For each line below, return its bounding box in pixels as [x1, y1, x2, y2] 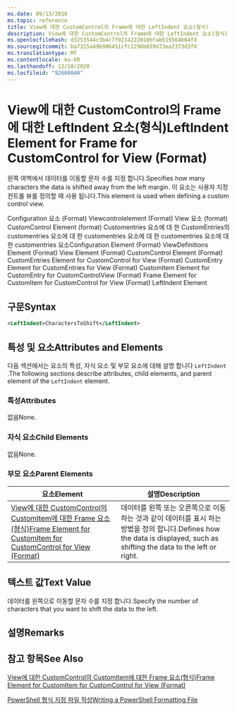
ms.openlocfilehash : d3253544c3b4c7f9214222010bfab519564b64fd [7, 37, 197, 44]
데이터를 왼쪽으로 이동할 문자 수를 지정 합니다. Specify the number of [7, 597, 199, 605]
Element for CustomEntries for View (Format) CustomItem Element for [7, 264, 210, 272]
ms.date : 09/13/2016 [7, 10, 68, 18]
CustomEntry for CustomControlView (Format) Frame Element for [7, 271, 197, 279]
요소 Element [42, 489, 83, 499]
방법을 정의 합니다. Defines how [121, 523, 221, 533]
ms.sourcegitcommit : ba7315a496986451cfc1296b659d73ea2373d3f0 [7, 43, 197, 50]
